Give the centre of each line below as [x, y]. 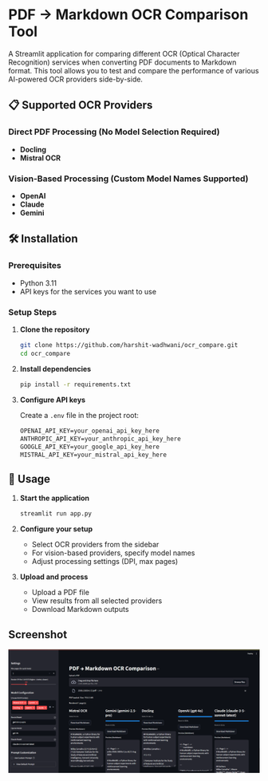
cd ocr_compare [45, 353]
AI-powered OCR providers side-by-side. [76, 79]
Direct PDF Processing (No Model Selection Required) [114, 132]
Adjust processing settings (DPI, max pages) [105, 562]
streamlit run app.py [55, 514]
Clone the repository [55, 329]
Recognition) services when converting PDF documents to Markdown [122, 62]
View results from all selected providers [97, 601]
